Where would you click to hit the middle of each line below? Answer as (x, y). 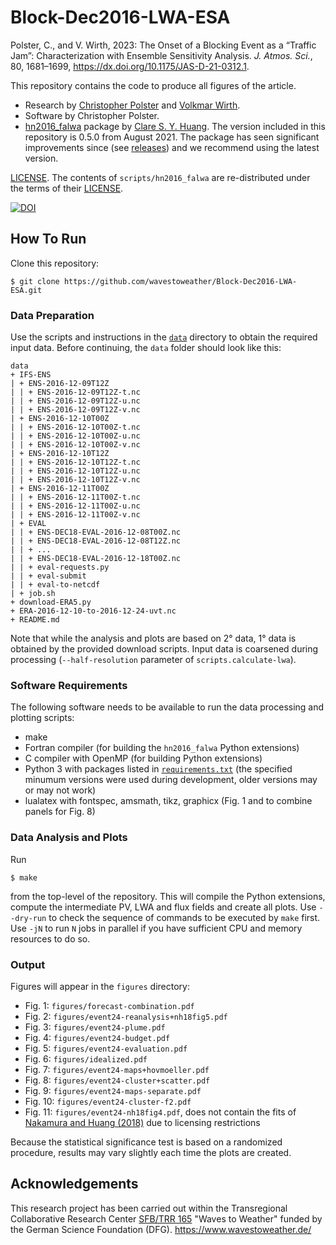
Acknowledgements (74, 1184)
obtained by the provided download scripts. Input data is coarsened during (164, 649)
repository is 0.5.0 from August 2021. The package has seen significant (172, 137)
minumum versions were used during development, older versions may (171, 780)
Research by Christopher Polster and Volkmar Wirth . (132, 105)
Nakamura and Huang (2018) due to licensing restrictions (142, 1122)
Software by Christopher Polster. (92, 115)
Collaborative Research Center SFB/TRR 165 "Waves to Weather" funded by (166, 1218)
